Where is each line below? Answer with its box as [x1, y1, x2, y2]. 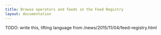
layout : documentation [5, 12, 51, 16]
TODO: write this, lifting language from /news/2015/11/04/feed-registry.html [5, 24, 157, 30]
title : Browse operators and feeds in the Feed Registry [5, 7, 124, 12]
